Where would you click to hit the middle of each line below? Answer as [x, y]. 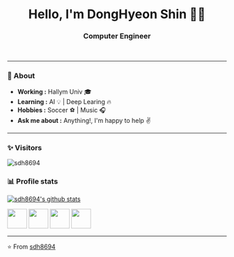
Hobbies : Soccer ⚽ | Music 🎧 [62, 110]
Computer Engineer [117, 36]
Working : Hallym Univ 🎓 [54, 91]
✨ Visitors [25, 147]
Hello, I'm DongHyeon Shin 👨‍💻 [117, 14]
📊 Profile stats [33, 181]
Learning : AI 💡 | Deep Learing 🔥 [64, 101]
